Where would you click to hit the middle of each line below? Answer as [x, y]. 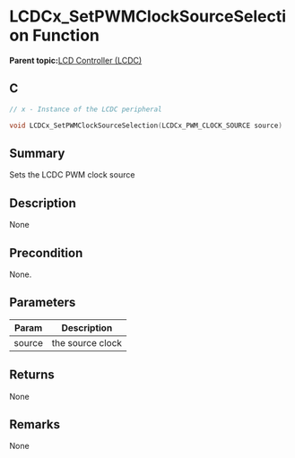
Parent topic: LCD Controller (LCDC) [76, 60]
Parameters [43, 302]
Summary [37, 153]
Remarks [35, 424]
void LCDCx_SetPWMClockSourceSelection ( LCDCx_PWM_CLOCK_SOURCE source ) [146, 125]
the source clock [87, 342]
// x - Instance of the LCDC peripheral [86, 109]
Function [66, 35]
